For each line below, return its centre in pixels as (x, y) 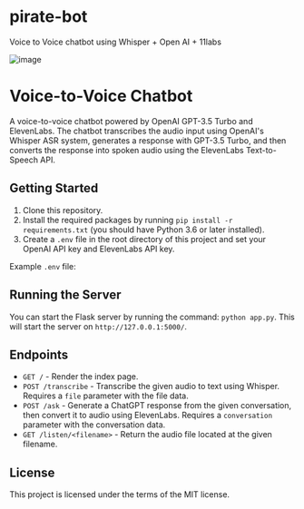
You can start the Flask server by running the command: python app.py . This (152, 317)
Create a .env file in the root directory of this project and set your (144, 239)
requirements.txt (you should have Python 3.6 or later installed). (143, 230)
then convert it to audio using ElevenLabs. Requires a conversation (147, 416)
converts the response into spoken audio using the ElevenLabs (127, 150)
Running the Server (65, 295)
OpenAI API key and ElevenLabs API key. (98, 249)
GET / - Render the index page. (80, 377)
